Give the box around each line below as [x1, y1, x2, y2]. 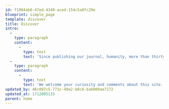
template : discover [5, 17, 46, 22]
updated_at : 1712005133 [5, 91, 55, 96]
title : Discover [5, 21, 39, 27]
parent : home [5, 96, 33, 101]
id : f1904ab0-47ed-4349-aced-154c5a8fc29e [5, 7, 96, 13]
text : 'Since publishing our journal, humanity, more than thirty [23, 54, 165, 59]
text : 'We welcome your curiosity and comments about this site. [23, 82, 163, 87]
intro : [5, 26, 19, 31]
